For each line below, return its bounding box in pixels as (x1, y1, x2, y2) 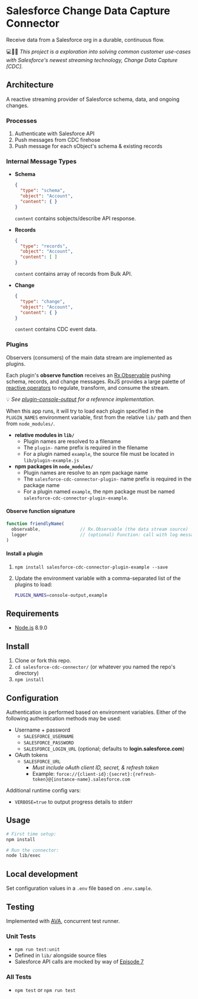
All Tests (6, 973, 32, 981)
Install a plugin (6, 550, 43, 557)
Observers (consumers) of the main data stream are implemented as (6, 354, 173, 361)
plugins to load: (14, 580, 52, 588)
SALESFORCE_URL (23, 759, 61, 765)
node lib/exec (6, 853, 41, 858)
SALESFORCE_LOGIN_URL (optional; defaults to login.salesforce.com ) (23, 745, 185, 752)
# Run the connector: (6, 847, 60, 853)
